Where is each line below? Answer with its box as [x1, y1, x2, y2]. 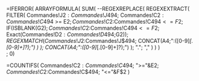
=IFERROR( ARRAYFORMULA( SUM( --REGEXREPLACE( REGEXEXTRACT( [6, 5, 190, 12]
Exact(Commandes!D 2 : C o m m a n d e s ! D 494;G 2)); [6, 31, 128, 38]
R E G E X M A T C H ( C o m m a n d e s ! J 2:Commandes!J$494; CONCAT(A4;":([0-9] [6, 37, 190, 44]
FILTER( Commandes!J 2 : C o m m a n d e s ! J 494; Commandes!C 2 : [6, 11, 164, 19]
